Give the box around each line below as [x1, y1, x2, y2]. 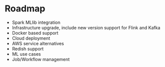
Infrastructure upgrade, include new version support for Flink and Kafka [12, 24, 161, 30]
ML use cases [12, 51, 41, 57]
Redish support [12, 46, 44, 52]
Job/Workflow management [12, 56, 70, 62]
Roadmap [5, 3, 46, 14]
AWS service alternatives [12, 40, 64, 46]
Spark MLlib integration [12, 19, 61, 25]
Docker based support [12, 30, 59, 36]
